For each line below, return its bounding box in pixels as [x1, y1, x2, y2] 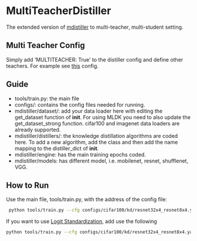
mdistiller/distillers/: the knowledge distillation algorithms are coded [14, 132, 178, 139]
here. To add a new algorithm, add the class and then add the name [14, 138, 178, 145]
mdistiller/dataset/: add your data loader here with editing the [14, 107, 163, 114]
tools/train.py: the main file [14, 95, 80, 102]
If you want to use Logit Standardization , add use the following [6, 218, 157, 225]
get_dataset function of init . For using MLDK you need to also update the [14, 113, 191, 121]
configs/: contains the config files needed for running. [14, 101, 145, 108]
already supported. [14, 126, 61, 133]
